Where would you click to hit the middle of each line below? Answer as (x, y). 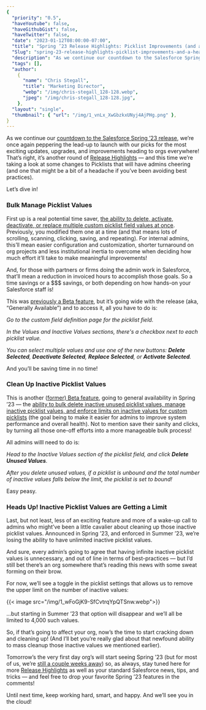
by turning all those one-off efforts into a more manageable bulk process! (99, 430)
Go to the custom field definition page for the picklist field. (80, 320)
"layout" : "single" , (38, 109)
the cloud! (19, 702)
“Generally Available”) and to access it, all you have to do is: (82, 307)
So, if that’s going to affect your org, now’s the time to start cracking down (100, 632)
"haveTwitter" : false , (41, 35)
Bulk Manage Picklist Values (49, 205)
